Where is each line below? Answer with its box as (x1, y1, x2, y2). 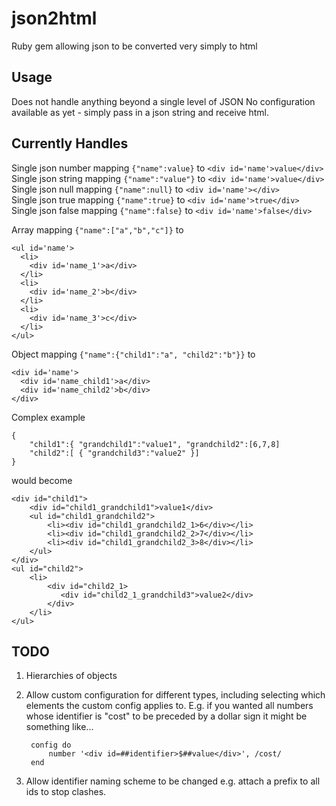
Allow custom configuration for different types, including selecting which (25, 689, 326, 701)
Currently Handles (11, 135, 129, 152)
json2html (11, 7, 98, 30)
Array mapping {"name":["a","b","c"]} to (11, 223, 184, 236)
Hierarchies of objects (25, 670, 118, 682)
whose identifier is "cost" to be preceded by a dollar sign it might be (25, 710, 308, 722)
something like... (25, 721, 94, 733)
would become (11, 474, 73, 486)
